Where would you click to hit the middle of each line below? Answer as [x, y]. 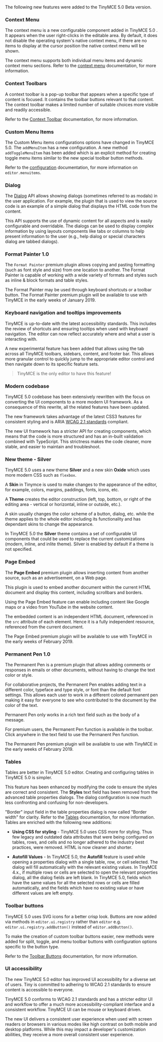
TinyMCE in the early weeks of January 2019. [51, 300]
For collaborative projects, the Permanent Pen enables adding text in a [75, 684]
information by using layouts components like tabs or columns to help [75, 231]
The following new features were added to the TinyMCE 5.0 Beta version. [78, 7]
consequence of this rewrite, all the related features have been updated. [77, 407]
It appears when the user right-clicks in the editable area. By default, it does [81, 36]
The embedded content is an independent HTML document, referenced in [79, 616]
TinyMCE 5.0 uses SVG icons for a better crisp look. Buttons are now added [81, 916]
